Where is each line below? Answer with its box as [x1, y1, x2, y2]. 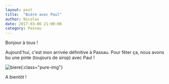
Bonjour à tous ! [5, 39, 38, 45]
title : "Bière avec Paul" [5, 12, 62, 17]
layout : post [5, 7, 33, 12]
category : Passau [5, 26, 42, 31]
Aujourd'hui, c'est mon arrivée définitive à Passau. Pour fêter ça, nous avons [5, 49, 164, 55]
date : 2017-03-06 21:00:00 [5, 21, 62, 26]
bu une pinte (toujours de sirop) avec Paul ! [5, 54, 95, 60]
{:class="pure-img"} [21, 64, 63, 70]
